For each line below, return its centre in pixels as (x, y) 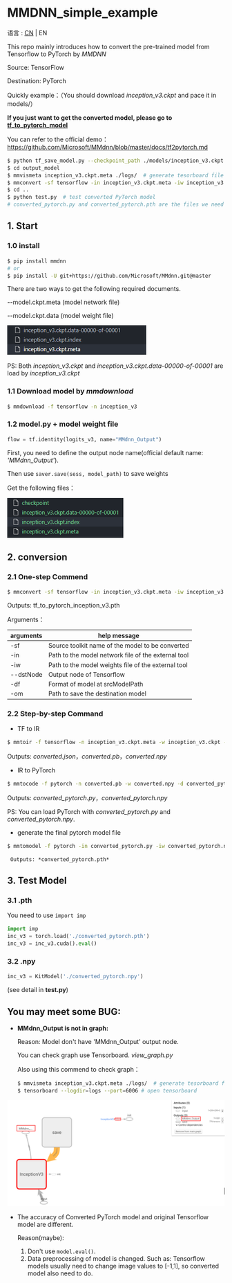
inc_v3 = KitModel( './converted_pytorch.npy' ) (75, 977)
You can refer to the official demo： (58, 139)
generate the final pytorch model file (69, 832)
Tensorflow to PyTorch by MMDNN (57, 54)
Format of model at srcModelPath (96, 684)
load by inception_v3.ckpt (43, 373)
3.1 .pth (20, 901)
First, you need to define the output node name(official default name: (105, 452)
